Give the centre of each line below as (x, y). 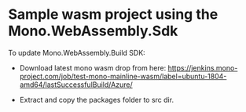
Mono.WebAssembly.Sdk (93, 31)
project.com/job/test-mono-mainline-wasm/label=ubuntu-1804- (123, 76)
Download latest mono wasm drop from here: (93, 67)
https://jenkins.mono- (203, 67)
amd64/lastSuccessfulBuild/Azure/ (76, 85)
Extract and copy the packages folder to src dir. (97, 99)
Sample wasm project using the (113, 14)
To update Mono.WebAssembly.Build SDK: (77, 52)
